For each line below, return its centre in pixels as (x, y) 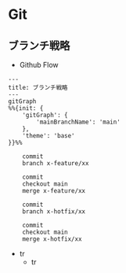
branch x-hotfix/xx (54, 212)
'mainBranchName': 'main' (79, 122)
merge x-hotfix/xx (52, 239)
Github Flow (39, 65)
